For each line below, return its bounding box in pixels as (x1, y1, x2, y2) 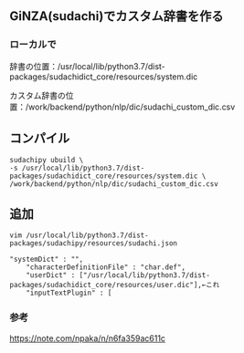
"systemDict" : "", (9, 254, 84, 265)
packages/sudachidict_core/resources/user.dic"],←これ (9, 281, 220, 290)
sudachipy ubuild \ (9, 155, 84, 164)
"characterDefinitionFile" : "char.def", (26, 263, 186, 272)
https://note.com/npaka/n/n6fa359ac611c (9, 332, 166, 344)
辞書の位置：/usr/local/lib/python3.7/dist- (9, 60, 166, 71)
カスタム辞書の (9, 89, 66, 100)
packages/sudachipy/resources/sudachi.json (9, 239, 178, 248)
